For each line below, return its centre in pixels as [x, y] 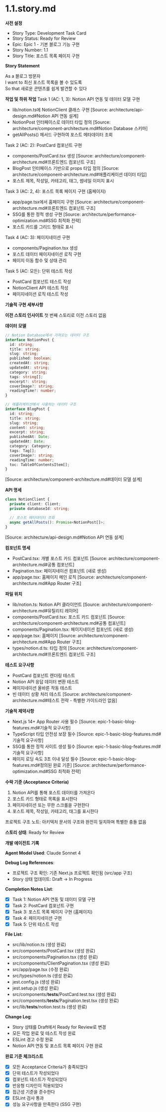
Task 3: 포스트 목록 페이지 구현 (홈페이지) [52, 912]
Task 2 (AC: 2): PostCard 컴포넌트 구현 [44, 145]
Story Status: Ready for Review [44, 38]
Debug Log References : [30, 862]
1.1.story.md [30, 9]
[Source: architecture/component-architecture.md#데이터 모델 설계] [74, 479]
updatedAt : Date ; [28, 441]
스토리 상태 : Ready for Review [35, 832]
